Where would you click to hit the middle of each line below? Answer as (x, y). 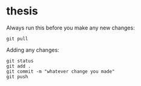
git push (17, 76)
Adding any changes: (33, 50)
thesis (22, 11)
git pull (17, 38)
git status (20, 61)
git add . (19, 66)
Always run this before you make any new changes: (70, 28)
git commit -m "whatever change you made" (61, 71)
